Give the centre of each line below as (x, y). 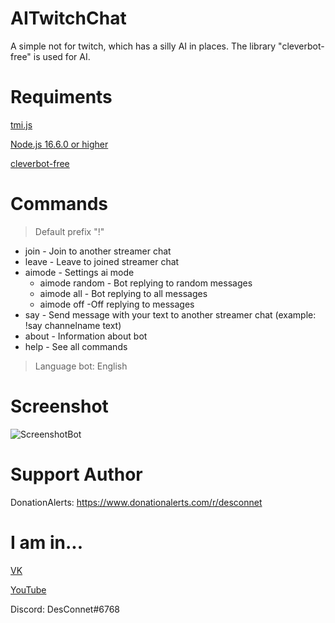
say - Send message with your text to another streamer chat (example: (170, 314)
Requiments (61, 97)
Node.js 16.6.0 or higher (59, 144)
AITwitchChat (68, 18)
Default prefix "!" (69, 231)
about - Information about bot (86, 336)
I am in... (47, 542)
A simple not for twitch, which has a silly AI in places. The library (143, 46)
